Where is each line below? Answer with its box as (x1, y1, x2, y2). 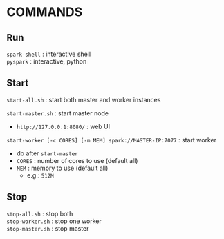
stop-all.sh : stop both (6, 209, 73, 218)
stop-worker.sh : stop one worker (6, 217, 102, 225)
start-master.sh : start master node (6, 108, 109, 117)
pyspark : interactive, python (6, 57, 87, 66)
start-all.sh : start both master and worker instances (6, 95, 161, 104)
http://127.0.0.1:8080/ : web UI (16, 122, 111, 131)
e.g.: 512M (26, 171, 55, 180)
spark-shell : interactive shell (6, 50, 91, 58)
